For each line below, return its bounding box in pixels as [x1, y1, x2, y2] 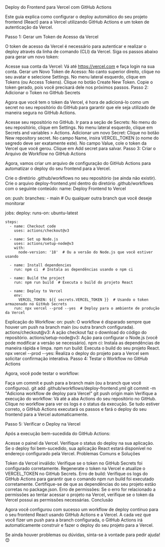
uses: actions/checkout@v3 [14, 228, 69, 233]
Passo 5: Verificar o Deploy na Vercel [5, 421, 81, 427]
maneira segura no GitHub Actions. [5, 110, 76, 116]
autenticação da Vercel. [5, 24, 53, 30]
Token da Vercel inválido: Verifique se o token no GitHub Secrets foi [5, 460, 143, 466]
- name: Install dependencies [9, 263, 71, 268]
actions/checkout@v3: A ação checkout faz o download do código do [5, 329, 147, 335]
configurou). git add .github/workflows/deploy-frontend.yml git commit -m [5, 385, 156, 391]
